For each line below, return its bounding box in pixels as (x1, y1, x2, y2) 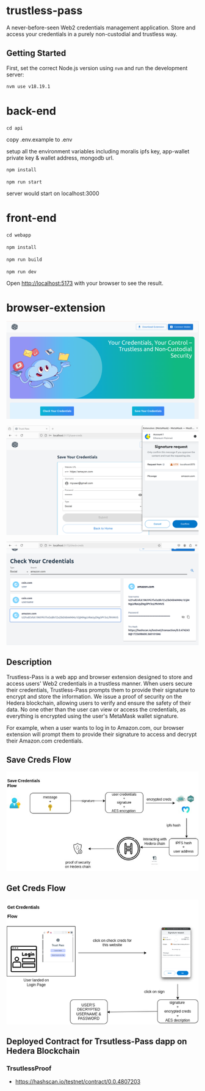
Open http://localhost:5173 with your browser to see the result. (6, 279, 164, 287)
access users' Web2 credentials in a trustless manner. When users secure (6, 680, 193, 687)
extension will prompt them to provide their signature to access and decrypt (6, 730, 197, 738)
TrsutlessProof (6, 1064, 52, 1073)
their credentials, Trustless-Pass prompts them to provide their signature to (6, 686, 195, 694)
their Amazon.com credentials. (6, 737, 84, 744)
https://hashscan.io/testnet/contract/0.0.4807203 (15, 1078, 141, 1085)
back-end (6, 104, 57, 118)
